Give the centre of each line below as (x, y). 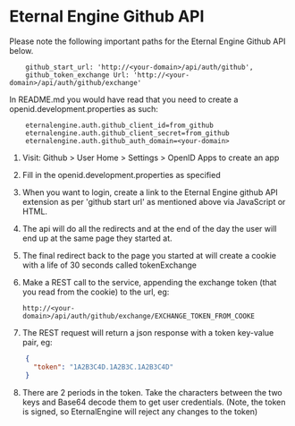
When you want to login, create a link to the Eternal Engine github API (150, 192)
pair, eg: (37, 342)
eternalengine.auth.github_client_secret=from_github (127, 133)
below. (21, 50)
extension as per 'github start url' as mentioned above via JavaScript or (154, 201)
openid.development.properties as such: (84, 108)
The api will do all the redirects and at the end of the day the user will (149, 228)
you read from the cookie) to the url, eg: (96, 292)
